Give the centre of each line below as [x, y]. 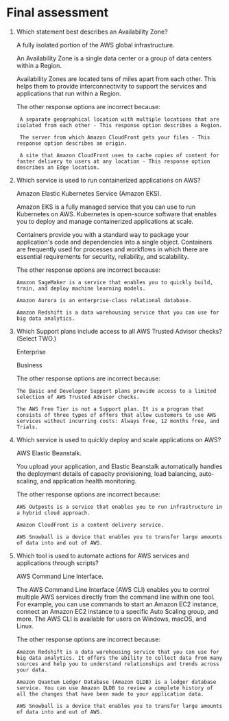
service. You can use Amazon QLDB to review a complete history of [114, 688]
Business [29, 365]
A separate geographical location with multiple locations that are [120, 119]
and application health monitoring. [88, 481]
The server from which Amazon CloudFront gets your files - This [115, 137]
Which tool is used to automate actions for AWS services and [103, 556]
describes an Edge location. [58, 167]
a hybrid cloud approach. [53, 513]
